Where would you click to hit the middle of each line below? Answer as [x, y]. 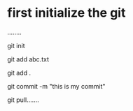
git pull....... [23, 100]
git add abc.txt [28, 59]
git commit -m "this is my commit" [57, 86]
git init [16, 45]
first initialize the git [66, 13]
